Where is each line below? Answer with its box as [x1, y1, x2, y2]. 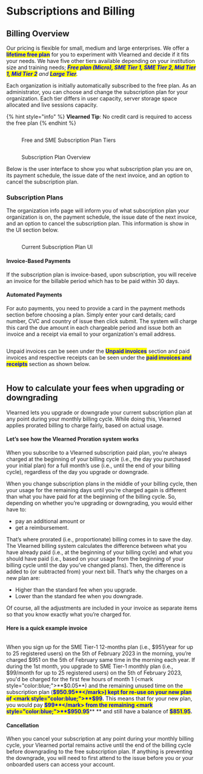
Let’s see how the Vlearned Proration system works [6, 435, 139, 443]
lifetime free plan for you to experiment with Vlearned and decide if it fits [6, 51, 190, 58]
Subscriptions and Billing [6, 4, 135, 18]
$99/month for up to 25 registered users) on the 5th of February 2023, [6, 669, 182, 676]
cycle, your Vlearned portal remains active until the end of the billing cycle [6, 741, 192, 749]
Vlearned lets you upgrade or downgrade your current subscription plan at [6, 409, 193, 416]
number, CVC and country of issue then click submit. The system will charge [6, 317, 198, 325]
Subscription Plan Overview [21, 153, 91, 161]
